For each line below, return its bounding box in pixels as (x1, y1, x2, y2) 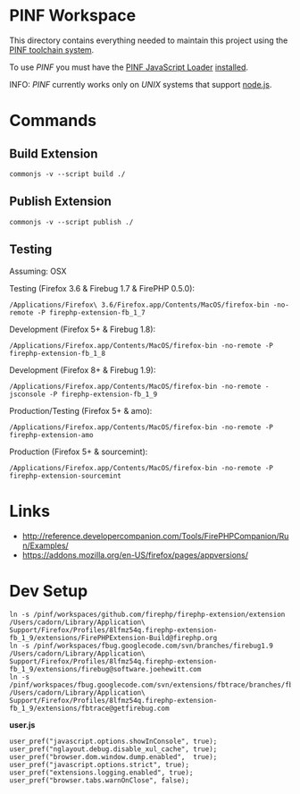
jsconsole (9, 390, 46, 399)
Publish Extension (9, 194, 112, 209)
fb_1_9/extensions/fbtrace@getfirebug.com (9, 704, 170, 714)
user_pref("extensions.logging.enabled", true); (9, 768, 194, 778)
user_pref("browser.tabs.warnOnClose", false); (9, 776, 190, 785)
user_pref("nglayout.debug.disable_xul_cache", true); (9, 745, 218, 754)
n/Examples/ (21, 540, 69, 551)
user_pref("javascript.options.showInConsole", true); (9, 737, 218, 747)
